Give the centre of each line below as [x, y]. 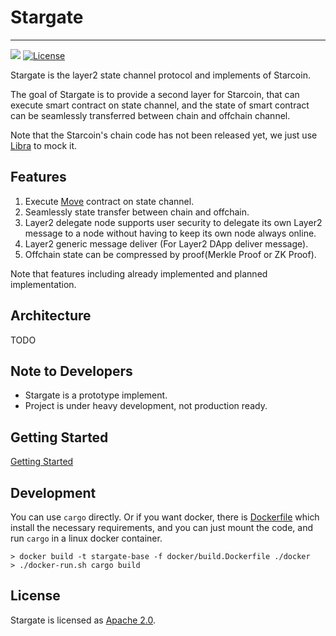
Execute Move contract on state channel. [109, 201]
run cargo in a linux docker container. [86, 538]
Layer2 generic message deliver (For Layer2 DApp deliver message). [166, 243]
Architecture [51, 316]
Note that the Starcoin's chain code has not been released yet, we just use [164, 135]
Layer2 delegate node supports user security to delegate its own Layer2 [173, 222]
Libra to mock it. [44, 145]
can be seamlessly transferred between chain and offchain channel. [150, 115]
